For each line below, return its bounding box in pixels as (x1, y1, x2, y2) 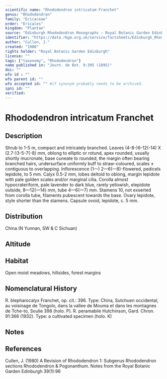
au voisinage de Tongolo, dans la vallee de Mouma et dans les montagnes (5, 303, 157, 309)
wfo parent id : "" (5, 77, 43, 82)
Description (5, 131, 42, 140)
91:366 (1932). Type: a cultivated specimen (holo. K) (5, 313, 112, 319)
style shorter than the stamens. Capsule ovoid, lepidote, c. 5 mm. (5, 197, 139, 204)
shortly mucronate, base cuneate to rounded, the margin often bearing (5, 155, 150, 162)
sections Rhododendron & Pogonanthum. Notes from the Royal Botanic (5, 363, 151, 369)
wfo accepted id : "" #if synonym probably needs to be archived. (5, 81, 143, 86)
